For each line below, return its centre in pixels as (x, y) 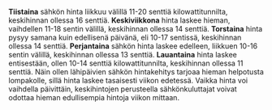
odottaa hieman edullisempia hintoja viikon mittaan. (94, 97)
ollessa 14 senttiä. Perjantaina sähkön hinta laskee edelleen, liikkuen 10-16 (133, 46)
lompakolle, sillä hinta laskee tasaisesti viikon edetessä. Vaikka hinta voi (128, 80)
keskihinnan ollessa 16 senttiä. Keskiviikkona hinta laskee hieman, (119, 20)
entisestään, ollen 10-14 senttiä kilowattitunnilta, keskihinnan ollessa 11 (126, 63)
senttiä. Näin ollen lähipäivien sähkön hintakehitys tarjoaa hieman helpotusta (136, 72)
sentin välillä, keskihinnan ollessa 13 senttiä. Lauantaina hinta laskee (123, 55)
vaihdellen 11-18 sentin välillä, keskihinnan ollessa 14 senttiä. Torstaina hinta (136, 29)
